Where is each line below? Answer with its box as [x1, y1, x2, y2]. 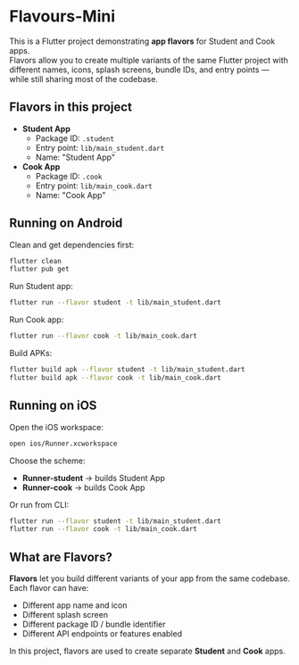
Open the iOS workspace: [9, 421, 104, 432]
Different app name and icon [21, 600, 128, 611]
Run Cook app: [9, 314, 64, 325]
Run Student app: [9, 281, 73, 292]
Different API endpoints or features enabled [21, 628, 183, 639]
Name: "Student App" [35, 152, 116, 162]
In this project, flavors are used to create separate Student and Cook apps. [9, 645, 286, 657]
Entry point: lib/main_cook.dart [35, 180, 154, 191]
